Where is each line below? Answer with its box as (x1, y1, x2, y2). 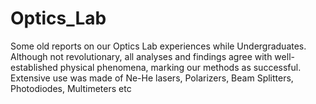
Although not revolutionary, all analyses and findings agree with (10, 50, 273, 62)
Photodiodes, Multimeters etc (10, 82, 132, 94)
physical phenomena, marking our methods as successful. (59, 61, 302, 73)
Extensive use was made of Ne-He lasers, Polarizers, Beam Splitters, (10, 72, 294, 84)
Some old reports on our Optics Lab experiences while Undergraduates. (10, 40, 307, 52)
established (10, 61, 58, 73)
